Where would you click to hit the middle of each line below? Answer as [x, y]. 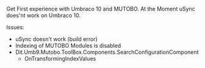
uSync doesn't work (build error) [56, 39]
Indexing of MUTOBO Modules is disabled [68, 46]
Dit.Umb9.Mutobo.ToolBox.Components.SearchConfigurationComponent [107, 52]
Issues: [15, 27]
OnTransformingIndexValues [60, 59]
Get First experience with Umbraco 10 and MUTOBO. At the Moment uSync [101, 9]
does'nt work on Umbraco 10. [43, 15]
